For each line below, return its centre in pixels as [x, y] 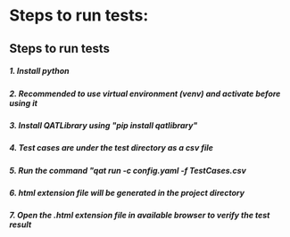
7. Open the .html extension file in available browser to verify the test [140, 216]
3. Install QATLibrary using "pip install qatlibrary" [104, 125]
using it [24, 102]
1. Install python [39, 71]
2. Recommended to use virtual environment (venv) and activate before [145, 94]
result [21, 225]
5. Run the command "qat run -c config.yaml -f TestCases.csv [128, 170]
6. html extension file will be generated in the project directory [127, 193]
